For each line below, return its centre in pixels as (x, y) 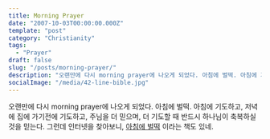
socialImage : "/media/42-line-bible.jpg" (79, 82)
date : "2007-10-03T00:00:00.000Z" (66, 23)
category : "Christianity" (51, 38)
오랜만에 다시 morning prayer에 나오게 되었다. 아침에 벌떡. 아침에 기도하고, (126, 106)
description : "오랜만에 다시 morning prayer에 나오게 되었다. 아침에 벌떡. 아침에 (133, 75)
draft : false (30, 61)
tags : (17, 46)
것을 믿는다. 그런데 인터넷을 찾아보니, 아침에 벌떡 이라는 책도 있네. (111, 126)
